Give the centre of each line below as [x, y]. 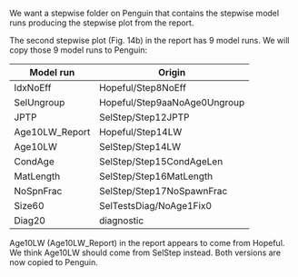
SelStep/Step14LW [140, 147]
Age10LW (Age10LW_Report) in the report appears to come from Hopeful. [147, 243]
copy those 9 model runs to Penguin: [79, 50]
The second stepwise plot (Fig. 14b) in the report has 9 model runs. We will [149, 40]
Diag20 [30, 220]
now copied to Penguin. [54, 262]
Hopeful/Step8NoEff [142, 88]
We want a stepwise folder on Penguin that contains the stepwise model [144, 13]
